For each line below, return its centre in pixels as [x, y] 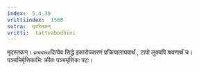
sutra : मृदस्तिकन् [29, 26]
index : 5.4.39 [29, 13]
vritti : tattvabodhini [42, 33]
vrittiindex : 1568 [35, 20]
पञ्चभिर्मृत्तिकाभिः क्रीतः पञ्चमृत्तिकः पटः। [50, 60]
